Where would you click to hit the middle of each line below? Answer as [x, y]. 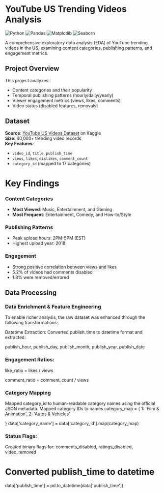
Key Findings [32, 183]
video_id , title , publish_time [42, 153]
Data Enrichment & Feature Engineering [53, 307]
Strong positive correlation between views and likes [64, 267]
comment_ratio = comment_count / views [47, 380]
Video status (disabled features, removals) [55, 106]
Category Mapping [28, 393]
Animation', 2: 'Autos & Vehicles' [38, 414]
